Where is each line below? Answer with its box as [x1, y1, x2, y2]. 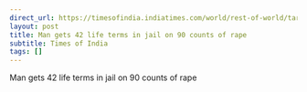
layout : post [9, 22, 59, 31]
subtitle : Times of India [9, 38, 108, 48]
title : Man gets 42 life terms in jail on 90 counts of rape [9, 30, 248, 39]
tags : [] [9, 47, 43, 56]
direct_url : [9, 13, 55, 23]
